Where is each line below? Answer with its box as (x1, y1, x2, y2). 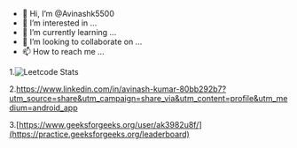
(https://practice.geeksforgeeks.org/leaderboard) (9, 129, 191, 139)
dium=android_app (9, 102, 78, 113)
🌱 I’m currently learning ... (21, 27, 117, 37)
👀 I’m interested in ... (21, 18, 98, 28)
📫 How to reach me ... (21, 47, 105, 56)
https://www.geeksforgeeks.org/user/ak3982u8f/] (19, 120, 202, 129)
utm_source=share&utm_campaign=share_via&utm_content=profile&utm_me (9, 93, 288, 103)
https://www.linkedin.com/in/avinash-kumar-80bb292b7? (16, 84, 227, 94)
